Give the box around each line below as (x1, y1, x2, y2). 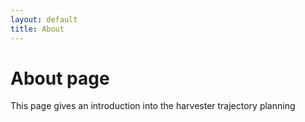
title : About (10, 24, 65, 34)
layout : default (10, 14, 78, 25)
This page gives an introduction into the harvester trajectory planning (10, 100, 296, 112)
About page (10, 67, 110, 90)
